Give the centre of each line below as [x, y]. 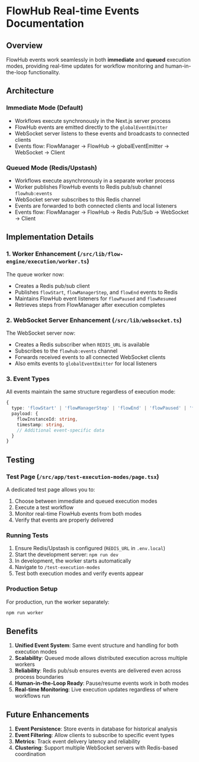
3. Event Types [28, 379]
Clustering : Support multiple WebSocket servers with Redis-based [96, 748]
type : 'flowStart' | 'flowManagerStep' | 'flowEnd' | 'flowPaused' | [99, 408]
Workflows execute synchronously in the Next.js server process [93, 120]
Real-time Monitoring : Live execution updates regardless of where [97, 690]
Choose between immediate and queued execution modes [86, 501]
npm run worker [25, 612]
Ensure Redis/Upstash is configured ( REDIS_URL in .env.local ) [90, 548]
